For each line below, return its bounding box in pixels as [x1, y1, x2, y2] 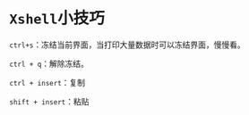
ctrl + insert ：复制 [9, 77, 86, 87]
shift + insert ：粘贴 [9, 95, 90, 107]
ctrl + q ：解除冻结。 [9, 58, 90, 69]
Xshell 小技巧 [9, 8, 105, 29]
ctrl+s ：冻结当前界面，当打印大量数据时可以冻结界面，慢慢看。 [9, 39, 245, 50]
